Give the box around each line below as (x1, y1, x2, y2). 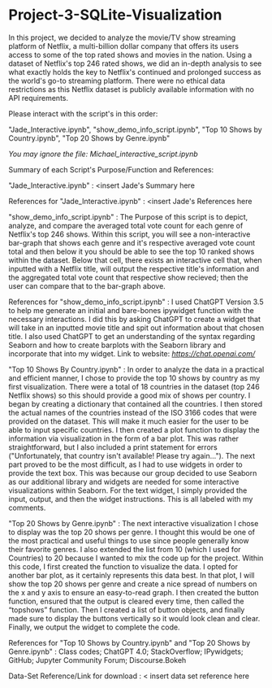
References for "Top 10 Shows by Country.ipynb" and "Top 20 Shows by (8, 638, 251, 647)
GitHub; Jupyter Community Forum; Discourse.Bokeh (8, 655, 187, 664)
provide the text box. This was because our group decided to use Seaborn (8, 468, 257, 477)
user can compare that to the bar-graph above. (8, 281, 166, 290)
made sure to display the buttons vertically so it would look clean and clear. (8, 613, 261, 623)
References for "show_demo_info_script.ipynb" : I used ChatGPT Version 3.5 (8, 297, 264, 307)
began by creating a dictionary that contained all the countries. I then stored (8, 398, 263, 408)
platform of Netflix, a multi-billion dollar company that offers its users (8, 41, 240, 50)
